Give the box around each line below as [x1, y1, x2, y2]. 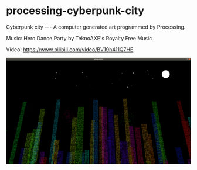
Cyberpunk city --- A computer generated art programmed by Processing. [6, 23, 186, 30]
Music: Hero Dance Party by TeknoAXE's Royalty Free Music [6, 34, 152, 41]
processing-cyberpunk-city [6, 4, 145, 18]
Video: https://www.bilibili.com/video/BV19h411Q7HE [6, 46, 134, 53]
